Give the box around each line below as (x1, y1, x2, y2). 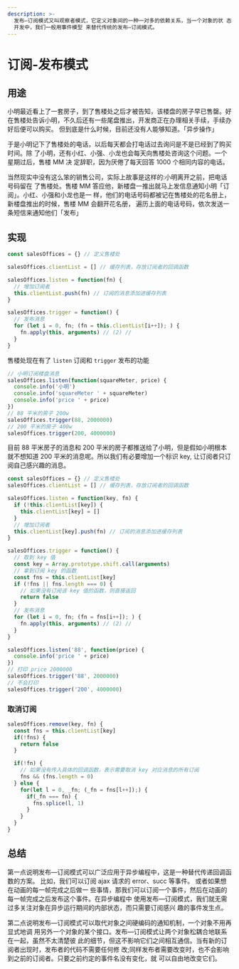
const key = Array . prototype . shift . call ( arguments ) (14, 561, 171, 568)
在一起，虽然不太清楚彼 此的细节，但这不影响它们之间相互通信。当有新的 (7, 936, 221, 945)
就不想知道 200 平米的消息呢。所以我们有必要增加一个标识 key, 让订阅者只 (7, 452, 225, 461)
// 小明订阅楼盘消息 (7, 370, 60, 377)
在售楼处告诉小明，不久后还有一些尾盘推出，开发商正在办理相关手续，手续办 (7, 116, 232, 125)
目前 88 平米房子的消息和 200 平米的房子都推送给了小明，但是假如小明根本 (7, 443, 228, 452)
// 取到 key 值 (14, 554, 55, 561)
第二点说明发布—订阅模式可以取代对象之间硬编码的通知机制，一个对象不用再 (7, 918, 232, 927)
